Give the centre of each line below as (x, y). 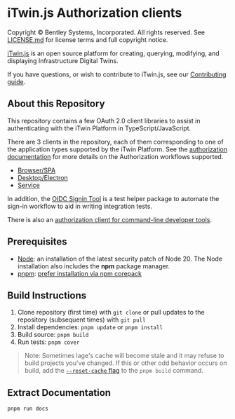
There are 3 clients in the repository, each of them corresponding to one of (115, 142)
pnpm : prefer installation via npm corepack (80, 273)
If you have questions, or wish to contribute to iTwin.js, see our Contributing (117, 74)
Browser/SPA (36, 170)
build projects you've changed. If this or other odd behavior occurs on (126, 363)
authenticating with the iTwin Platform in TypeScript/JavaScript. (99, 128)
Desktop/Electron (42, 177)
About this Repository (56, 104)
